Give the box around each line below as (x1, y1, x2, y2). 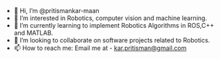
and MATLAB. (13, 28, 54, 37)
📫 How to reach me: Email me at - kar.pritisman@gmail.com (13, 44, 187, 52)
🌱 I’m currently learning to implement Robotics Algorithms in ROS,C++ (13, 22, 214, 29)
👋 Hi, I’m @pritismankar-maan (13, 7, 99, 15)
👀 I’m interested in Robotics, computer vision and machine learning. (13, 14, 207, 22)
